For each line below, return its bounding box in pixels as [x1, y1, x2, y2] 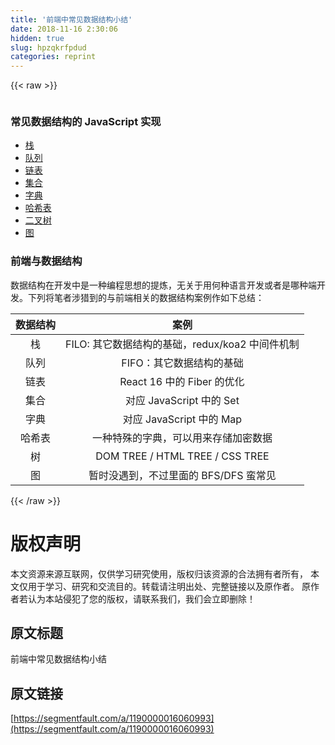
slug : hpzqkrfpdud [10, 42, 87, 53]
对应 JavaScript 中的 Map [122, 412, 243, 426]
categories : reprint [10, 52, 97, 62]
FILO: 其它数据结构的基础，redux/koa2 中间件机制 [65, 337, 300, 351]
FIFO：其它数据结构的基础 [121, 356, 244, 370]
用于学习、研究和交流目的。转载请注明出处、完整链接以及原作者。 [27, 580, 300, 592]
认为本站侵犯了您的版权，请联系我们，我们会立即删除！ [27, 592, 256, 605]
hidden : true [10, 33, 65, 43]
